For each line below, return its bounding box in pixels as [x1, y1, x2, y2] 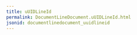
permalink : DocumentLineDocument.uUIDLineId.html [6, 14, 132, 20]
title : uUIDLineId [6, 8, 52, 15]
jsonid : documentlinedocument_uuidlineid [6, 20, 110, 26]
